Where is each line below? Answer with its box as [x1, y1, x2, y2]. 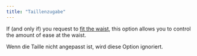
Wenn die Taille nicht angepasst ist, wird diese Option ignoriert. [6, 43, 164, 50]
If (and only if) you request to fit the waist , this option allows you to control [6, 25, 191, 32]
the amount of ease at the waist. [6, 31, 86, 39]
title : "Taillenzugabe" [6, 8, 66, 15]
